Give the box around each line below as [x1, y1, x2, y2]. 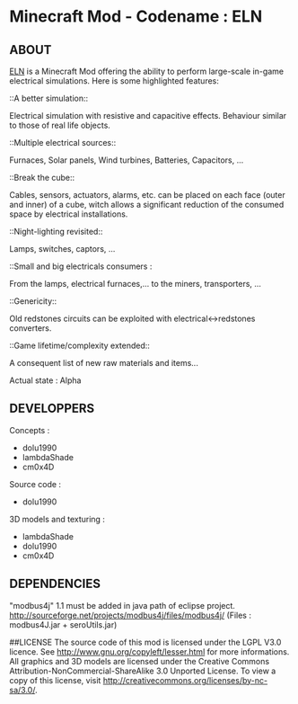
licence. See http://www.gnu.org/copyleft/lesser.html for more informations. [9, 646, 290, 657]
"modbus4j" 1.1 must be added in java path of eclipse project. [9, 600, 236, 610]
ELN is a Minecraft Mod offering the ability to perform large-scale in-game [9, 66, 285, 76]
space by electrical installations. [9, 209, 128, 219]
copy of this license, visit [9, 674, 101, 685]
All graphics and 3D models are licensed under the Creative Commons [9, 655, 270, 666]
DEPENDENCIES [9, 576, 101, 592]
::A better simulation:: [9, 93, 89, 103]
